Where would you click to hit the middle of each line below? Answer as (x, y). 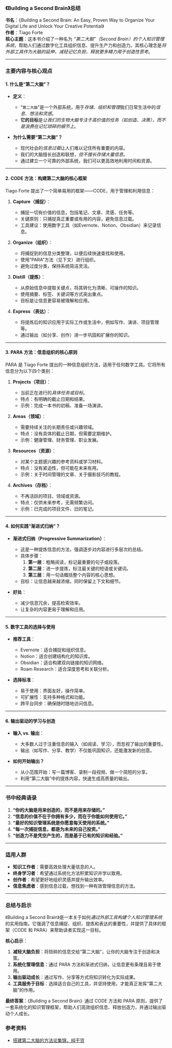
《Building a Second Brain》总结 (43, 8)
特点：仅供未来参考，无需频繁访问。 (58, 502)
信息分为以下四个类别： (30, 371)
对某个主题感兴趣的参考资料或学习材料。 (63, 461)
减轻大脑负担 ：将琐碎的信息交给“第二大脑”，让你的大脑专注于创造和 (84, 952)
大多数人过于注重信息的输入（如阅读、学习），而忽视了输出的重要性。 (93, 744)
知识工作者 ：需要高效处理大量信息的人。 (55, 867)
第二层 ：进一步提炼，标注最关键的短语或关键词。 (79, 569)
